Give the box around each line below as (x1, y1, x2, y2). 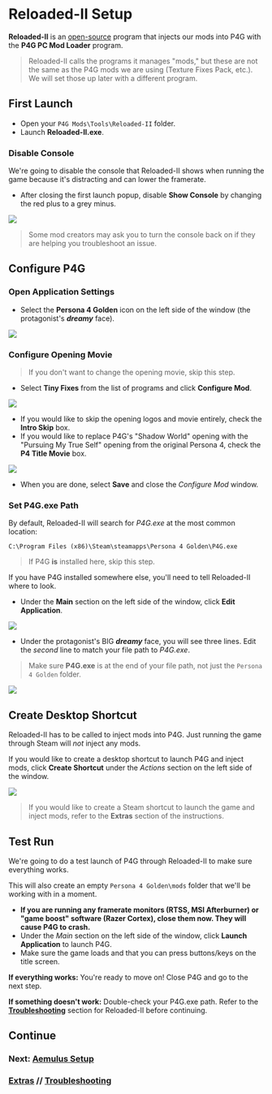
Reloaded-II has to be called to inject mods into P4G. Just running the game (8, 730, 262, 740)
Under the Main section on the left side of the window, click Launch (19, 931, 248, 940)
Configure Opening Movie (8, 348, 113, 360)
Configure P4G (8, 262, 86, 276)
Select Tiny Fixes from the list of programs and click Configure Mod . (19, 383, 252, 393)
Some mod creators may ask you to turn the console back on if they (28, 230, 256, 240)
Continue (8, 1029, 57, 1043)
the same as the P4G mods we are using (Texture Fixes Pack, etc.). (28, 64, 253, 74)
